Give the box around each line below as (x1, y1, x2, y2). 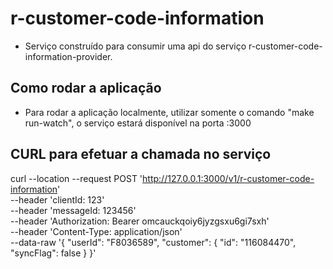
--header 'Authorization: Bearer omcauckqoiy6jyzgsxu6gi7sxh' (10, 215, 270, 227)
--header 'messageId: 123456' (10, 204, 137, 216)
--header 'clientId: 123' (10, 193, 105, 206)
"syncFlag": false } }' (10, 247, 97, 259)
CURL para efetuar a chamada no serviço (10, 146, 272, 163)
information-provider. (24, 50, 113, 62)
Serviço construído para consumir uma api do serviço (24, 40, 247, 52)
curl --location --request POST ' (10, 172, 143, 184)
